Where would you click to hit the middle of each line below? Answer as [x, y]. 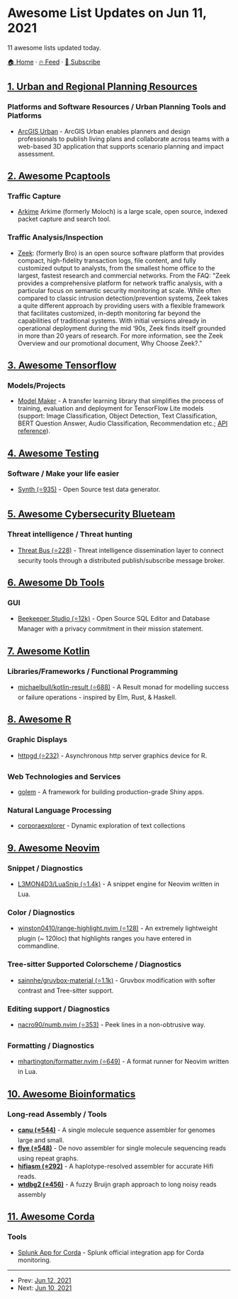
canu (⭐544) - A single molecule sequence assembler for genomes [117, 1130]
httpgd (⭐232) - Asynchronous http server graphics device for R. [112, 755]
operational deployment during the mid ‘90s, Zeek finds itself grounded [122, 328]
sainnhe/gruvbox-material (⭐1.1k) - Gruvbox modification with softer [117, 980]
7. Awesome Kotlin [49, 651]
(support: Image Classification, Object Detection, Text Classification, [117, 416]
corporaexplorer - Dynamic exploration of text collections [101, 825]
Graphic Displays [38, 740]
